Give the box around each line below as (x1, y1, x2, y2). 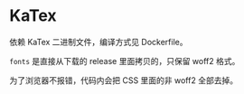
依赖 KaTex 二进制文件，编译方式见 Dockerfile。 (9, 36, 188, 47)
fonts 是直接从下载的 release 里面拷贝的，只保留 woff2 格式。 (9, 55, 240, 66)
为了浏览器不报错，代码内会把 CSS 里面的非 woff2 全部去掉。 (9, 74, 238, 86)
